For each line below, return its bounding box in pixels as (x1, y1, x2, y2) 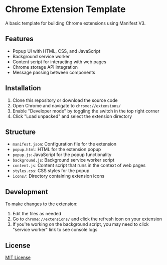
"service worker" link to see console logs (12, 227, 98, 233)
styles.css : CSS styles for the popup (12, 168, 90, 174)
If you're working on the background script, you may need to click (12, 221, 149, 227)
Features (5, 35, 34, 43)
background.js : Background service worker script (12, 157, 114, 163)
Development (5, 187, 49, 196)
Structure (5, 127, 36, 136)
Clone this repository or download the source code (12, 97, 118, 103)
